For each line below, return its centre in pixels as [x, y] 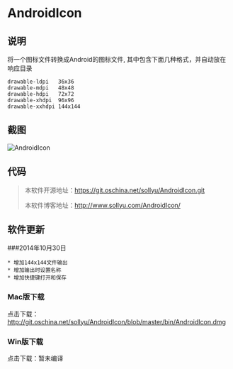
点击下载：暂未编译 [35, 358]
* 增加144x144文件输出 [38, 263]
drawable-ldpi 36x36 [41, 82]
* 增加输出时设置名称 [34, 270]
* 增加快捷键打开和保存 [37, 278]
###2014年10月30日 [37, 248]
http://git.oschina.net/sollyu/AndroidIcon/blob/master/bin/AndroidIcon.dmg [117, 321]
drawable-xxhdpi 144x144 [44, 106]
